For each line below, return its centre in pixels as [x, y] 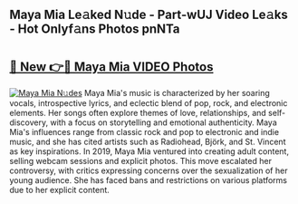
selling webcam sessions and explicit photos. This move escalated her [140, 161]
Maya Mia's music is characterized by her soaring [177, 93]
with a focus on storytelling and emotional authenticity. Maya [163, 122]
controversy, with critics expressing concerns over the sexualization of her [149, 170]
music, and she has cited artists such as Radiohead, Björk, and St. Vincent [148, 141]
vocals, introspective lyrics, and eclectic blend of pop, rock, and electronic [149, 103]
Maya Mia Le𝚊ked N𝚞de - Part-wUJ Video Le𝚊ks [149, 15]
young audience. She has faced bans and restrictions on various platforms [149, 180]
